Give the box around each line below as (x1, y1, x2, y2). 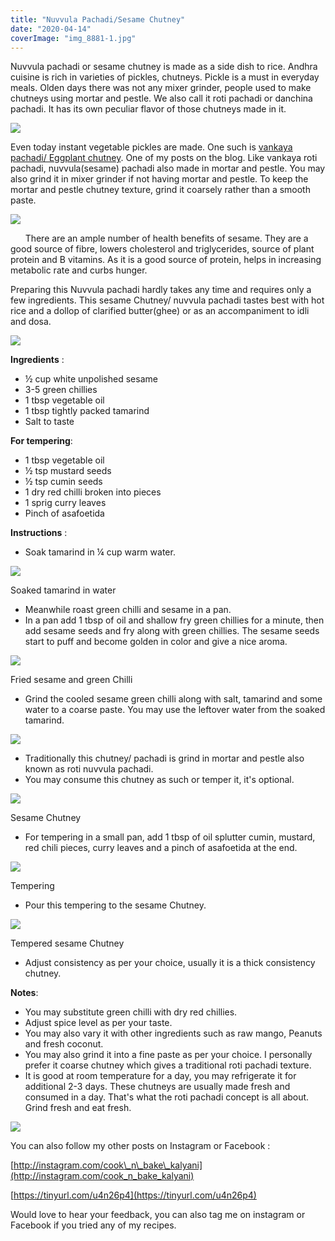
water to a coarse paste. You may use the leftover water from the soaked (24, 704, 326, 716)
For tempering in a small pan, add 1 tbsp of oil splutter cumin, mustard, (24, 831, 316, 843)
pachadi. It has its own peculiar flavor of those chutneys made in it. (10, 103, 287, 115)
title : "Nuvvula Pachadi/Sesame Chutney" (10, 14, 186, 25)
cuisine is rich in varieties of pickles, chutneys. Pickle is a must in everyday (10, 71, 320, 83)
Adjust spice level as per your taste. (24, 1017, 173, 1029)
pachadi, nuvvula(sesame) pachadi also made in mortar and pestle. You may (10, 162, 326, 175)
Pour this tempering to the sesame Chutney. (24, 899, 207, 911)
